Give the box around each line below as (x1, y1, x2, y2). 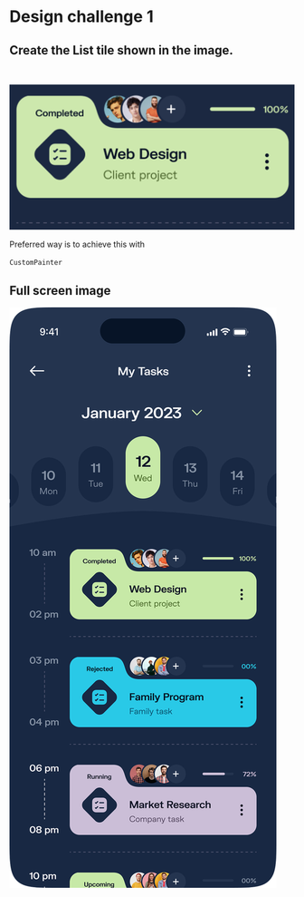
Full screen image (9, 283, 111, 298)
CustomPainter (9, 258, 63, 268)
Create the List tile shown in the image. (9, 43, 233, 58)
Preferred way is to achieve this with (9, 239, 146, 250)
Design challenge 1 (9, 6, 154, 27)
